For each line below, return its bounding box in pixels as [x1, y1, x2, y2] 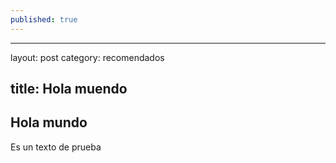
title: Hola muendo [10, 81, 128, 98]
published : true [10, 14, 78, 25]
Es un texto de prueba [10, 141, 102, 153]
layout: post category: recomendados [10, 51, 165, 63]
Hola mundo [10, 114, 88, 131]
